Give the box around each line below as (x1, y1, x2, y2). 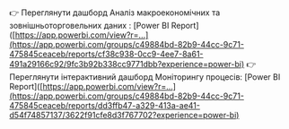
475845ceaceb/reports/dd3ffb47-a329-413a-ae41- (9, 100, 200, 110)
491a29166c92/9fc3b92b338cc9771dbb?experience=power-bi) (9, 59, 245, 69)
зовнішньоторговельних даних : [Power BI (9, 21, 170, 30)
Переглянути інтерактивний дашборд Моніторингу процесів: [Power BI (9, 72, 281, 82)
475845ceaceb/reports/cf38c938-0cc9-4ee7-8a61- (9, 48, 204, 59)
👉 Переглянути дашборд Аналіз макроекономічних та (9, 7, 221, 18)
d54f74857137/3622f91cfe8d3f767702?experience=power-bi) (9, 110, 240, 120)
